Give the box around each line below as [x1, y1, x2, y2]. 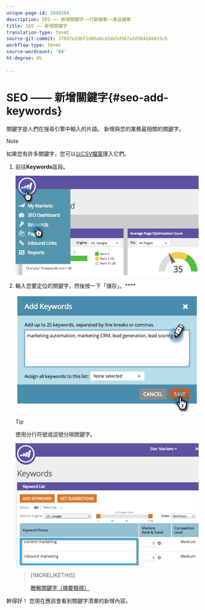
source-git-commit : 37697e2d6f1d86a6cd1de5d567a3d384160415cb [6, 36, 168, 42]
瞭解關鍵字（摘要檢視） [30, 584, 90, 591]
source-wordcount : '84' [6, 49, 67, 55]
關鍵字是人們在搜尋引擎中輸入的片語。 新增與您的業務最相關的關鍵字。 [6, 125, 184, 132]
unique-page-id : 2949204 [6, 10, 70, 16]
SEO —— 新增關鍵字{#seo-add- [6, 91, 169, 104]
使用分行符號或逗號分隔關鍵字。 [15, 431, 96, 438]
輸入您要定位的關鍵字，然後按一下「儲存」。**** [15, 282, 136, 289]
